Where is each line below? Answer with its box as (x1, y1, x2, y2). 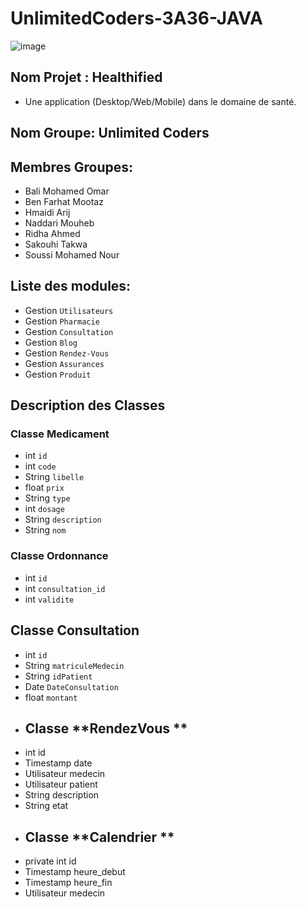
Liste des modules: (10, 278, 132, 295)
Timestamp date (24, 757, 93, 769)
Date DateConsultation (24, 680, 119, 692)
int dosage (24, 503, 65, 515)
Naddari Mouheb (24, 217, 95, 229)
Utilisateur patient (24, 778, 98, 791)
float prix (24, 482, 65, 494)
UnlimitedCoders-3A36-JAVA (10, 7, 263, 30)
